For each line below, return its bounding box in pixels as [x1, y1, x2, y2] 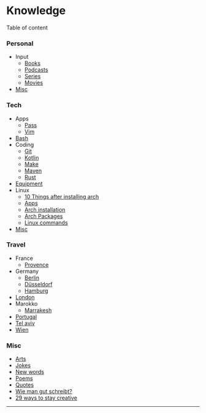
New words [15, 368, 45, 376]
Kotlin [24, 154, 39, 161]
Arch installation [24, 206, 66, 213]
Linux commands [24, 218, 69, 226]
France [15, 255, 34, 262]
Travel [6, 240, 26, 249]
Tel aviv [15, 319, 36, 327]
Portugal [15, 313, 37, 320]
